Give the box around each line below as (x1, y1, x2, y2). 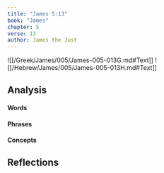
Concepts (7, 136, 37, 145)
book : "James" (7, 17, 49, 24)
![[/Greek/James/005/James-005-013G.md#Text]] (7, 56, 154, 64)
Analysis (7, 84, 47, 96)
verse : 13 (7, 30, 37, 37)
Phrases (7, 119, 33, 128)
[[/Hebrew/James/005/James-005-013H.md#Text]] (7, 64, 158, 72)
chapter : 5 (7, 23, 40, 30)
